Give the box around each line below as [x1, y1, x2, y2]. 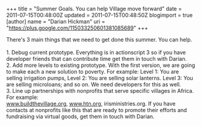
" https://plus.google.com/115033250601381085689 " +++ [6, 24, 149, 31]
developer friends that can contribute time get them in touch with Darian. [6, 55, 187, 62]
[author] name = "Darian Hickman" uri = [6, 18, 105, 25]
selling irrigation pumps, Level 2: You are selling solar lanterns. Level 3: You [6, 75, 194, 81]
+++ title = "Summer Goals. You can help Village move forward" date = [6, 5, 182, 12]
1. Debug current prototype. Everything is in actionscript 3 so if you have [6, 49, 186, 56]
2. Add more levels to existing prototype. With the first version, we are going [6, 61, 196, 69]
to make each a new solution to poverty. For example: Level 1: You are [6, 68, 179, 75]
